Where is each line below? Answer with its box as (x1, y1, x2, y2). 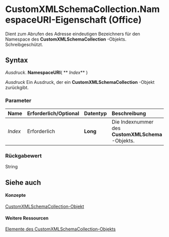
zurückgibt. (5, 84, 29, 90)
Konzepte (5, 192, 26, 198)
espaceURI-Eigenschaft (5, 14, 107, 26)
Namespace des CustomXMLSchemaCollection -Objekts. (5, 36, 127, 42)
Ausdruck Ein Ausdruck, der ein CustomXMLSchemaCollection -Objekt (5, 79, 155, 85)
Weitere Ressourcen (5, 215, 49, 221)
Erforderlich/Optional (27, 110, 79, 117)
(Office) (108, 14, 142, 26)
